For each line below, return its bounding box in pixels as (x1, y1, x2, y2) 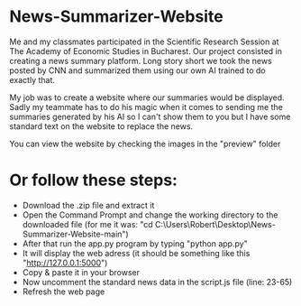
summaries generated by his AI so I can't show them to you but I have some (9, 111, 291, 122)
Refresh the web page (22, 286, 105, 297)
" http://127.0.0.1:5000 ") (22, 257, 108, 268)
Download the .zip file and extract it (22, 199, 155, 210)
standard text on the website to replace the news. (9, 120, 194, 132)
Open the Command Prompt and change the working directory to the (22, 209, 278, 220)
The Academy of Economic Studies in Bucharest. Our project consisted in (9, 45, 282, 56)
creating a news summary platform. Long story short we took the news (9, 55, 272, 66)
